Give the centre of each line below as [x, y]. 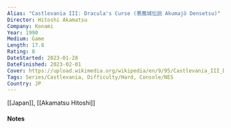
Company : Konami [30, 26]
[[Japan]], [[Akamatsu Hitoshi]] [51, 103]
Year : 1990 [23, 33]
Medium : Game [26, 39]
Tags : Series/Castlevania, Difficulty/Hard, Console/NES [90, 77]
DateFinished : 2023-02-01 [44, 64]
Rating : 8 [21, 52]
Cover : [16, 71]
